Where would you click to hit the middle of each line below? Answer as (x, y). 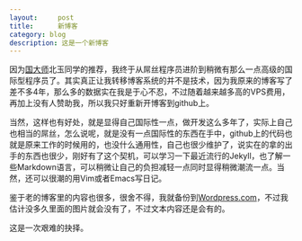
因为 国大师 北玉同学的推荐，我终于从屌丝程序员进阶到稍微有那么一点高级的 (147, 69)
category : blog (38, 34)
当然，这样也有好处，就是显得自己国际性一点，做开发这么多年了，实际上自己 (151, 122)
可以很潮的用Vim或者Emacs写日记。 (100, 179)
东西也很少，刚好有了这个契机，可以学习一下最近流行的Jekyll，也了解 (154, 156)
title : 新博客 (44, 26)
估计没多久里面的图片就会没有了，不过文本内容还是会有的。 (120, 209)
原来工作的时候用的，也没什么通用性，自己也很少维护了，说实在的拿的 (155, 145)
